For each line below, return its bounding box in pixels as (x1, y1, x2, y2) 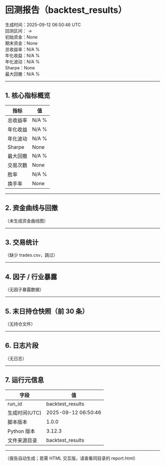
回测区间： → (5, 28, 32, 33)
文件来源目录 (7, 437, 38, 444)
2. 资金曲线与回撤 (5, 204, 58, 212)
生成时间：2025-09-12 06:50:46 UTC (5, 22, 81, 28)
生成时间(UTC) (7, 409, 42, 416)
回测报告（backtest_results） (5, 4, 127, 16)
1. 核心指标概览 (5, 92, 51, 100)
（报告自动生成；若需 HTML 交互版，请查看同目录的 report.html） (5, 455, 138, 461)
